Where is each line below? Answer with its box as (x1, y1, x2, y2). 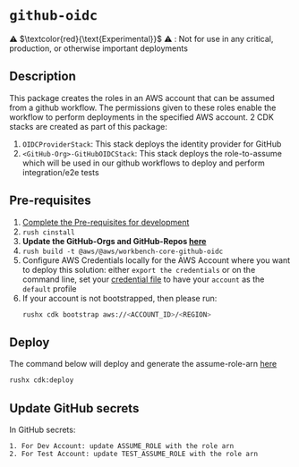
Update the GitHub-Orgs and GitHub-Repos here (21, 235, 207, 246)
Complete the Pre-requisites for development (21, 217, 190, 227)
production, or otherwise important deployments (9, 43, 188, 54)
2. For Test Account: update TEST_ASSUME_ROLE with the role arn (9, 449, 258, 458)
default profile (21, 283, 77, 293)
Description (9, 69, 76, 84)
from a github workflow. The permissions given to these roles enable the (9, 102, 277, 113)
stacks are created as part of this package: (9, 121, 167, 132)
